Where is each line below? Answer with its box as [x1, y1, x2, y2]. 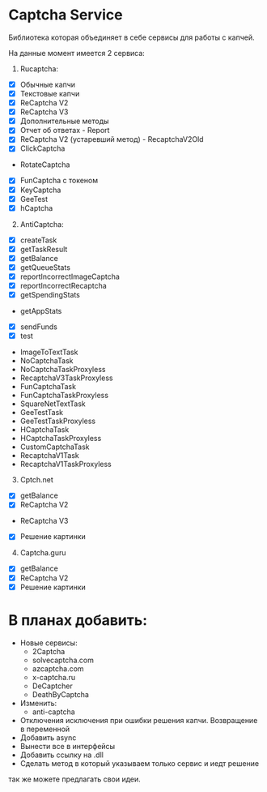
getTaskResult [19, 244, 68, 254]
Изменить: [19, 698, 57, 708]
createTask [19, 235, 57, 245]
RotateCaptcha [19, 160, 70, 169]
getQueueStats [19, 262, 71, 272]
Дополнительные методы [19, 116, 109, 126]
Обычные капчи [19, 79, 75, 89]
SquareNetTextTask [19, 399, 87, 409]
